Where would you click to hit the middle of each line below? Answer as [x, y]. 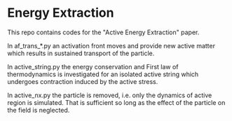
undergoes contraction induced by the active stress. [83, 81]
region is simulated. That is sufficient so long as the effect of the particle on [116, 102]
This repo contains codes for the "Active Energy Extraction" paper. [103, 32]
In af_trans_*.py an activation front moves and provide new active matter [111, 45]
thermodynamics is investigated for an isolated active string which [103, 74]
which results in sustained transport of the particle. [81, 53]
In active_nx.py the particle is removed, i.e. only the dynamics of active [110, 95]
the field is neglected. [39, 110]
